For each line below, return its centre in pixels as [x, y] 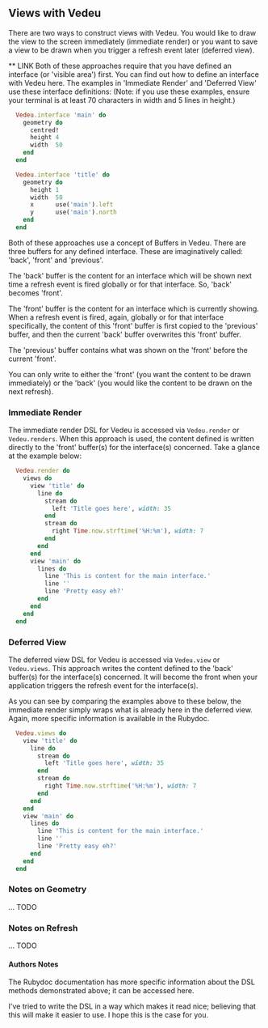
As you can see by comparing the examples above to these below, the [125, 701]
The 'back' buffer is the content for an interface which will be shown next [130, 275]
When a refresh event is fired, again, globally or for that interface [116, 317]
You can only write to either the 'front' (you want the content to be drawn [130, 374]
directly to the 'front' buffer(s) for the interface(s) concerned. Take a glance [134, 448]
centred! [44, 130]
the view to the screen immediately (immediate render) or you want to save [133, 41]
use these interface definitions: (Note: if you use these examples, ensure [129, 91]
